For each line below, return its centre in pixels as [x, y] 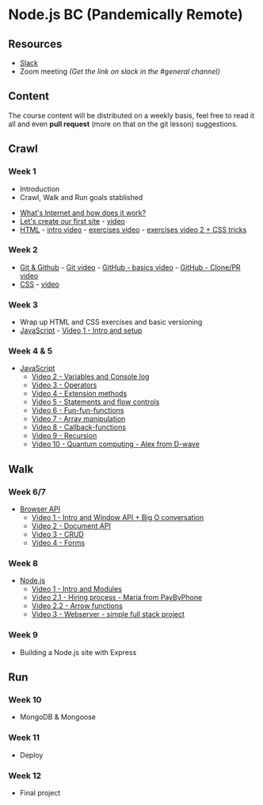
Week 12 [25, 776]
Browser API [40, 509]
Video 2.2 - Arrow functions [77, 606]
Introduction [40, 189]
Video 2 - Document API [71, 526]
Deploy [31, 755]
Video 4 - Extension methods [79, 394]
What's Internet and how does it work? [83, 213]
